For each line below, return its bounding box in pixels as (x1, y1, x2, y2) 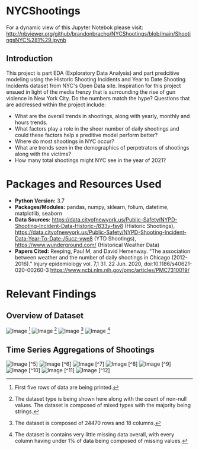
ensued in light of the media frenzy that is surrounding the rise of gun (6, 88, 176, 96)
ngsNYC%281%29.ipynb (6, 36, 66, 43)
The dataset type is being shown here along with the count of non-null (14, 395, 187, 403)
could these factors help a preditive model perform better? (14, 131, 158, 138)
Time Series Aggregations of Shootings (6, 344, 155, 354)
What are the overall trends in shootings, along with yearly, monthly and (14, 112, 190, 119)
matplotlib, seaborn (14, 210, 63, 217)
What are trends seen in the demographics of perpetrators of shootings (14, 144, 190, 151)
